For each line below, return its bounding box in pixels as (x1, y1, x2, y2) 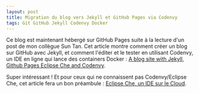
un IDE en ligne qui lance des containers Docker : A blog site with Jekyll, (6, 55, 184, 63)
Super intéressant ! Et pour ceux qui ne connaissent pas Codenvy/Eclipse (6, 73, 187, 81)
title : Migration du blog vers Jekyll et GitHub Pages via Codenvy (6, 14, 178, 20)
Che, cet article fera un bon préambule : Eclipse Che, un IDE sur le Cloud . (6, 80, 187, 87)
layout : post (6, 8, 39, 15)
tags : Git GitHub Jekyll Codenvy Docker (6, 20, 109, 26)
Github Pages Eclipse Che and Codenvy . (6, 62, 106, 69)
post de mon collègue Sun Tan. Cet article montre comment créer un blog (6, 43, 188, 50)
